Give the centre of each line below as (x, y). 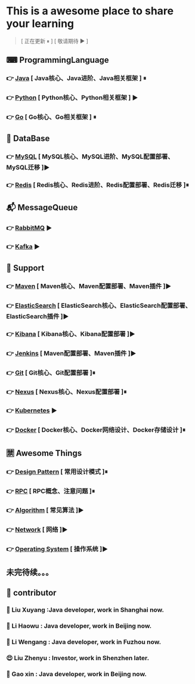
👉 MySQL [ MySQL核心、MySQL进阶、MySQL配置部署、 (90, 157)
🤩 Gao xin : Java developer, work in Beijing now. (77, 674)
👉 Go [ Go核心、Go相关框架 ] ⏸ (51, 117)
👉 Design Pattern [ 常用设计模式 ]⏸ (57, 471)
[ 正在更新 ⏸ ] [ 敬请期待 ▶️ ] (54, 41)
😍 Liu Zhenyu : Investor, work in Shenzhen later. (78, 658)
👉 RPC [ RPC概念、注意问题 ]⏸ (51, 491)
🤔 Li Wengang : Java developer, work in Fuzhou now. (84, 642)
